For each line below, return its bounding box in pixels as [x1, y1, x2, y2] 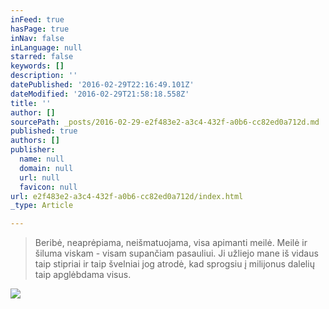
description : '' [10, 71, 78, 81]
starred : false [10, 52, 74, 62]
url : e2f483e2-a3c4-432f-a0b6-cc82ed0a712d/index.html [10, 191, 244, 201]
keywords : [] [10, 61, 65, 71]
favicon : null [19, 182, 78, 192]
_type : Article [10, 201, 74, 211]
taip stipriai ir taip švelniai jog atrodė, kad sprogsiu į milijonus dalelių [34, 258, 315, 270]
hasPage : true [10, 24, 70, 34]
